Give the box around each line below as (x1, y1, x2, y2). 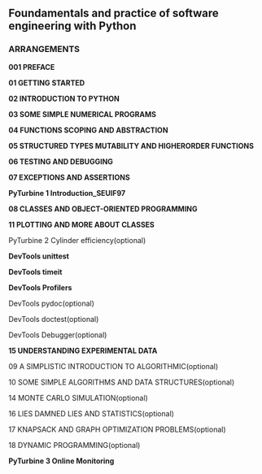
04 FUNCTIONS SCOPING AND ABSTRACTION (8, 125, 168, 135)
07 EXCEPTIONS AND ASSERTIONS (8, 172, 130, 182)
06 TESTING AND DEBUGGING (8, 156, 114, 166)
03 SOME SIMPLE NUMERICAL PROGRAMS (8, 109, 157, 119)
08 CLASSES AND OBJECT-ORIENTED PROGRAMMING (8, 203, 198, 214)
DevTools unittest (8, 251, 69, 261)
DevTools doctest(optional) (8, 314, 99, 324)
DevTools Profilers (8, 282, 72, 292)
